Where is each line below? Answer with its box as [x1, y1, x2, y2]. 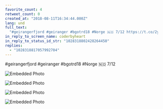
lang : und [5, 20, 25, 26]
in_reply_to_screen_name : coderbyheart [5, 34, 86, 39]
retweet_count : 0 [5, 12, 40, 16]
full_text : [5, 25, 27, 30]
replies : [5, 43, 23, 48]
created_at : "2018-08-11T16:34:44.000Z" [5, 16, 88, 21]
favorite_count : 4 [5, 7, 42, 12]
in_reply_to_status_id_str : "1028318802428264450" [5, 39, 110, 44]
